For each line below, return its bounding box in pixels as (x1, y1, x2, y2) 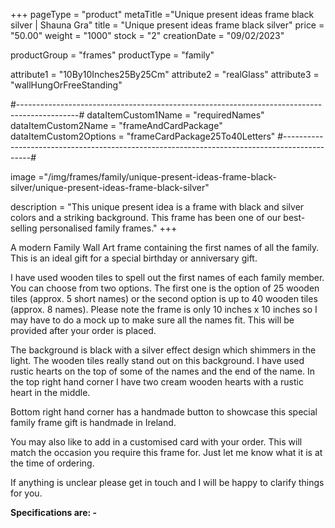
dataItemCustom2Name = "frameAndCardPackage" (10, 120, 223, 131)
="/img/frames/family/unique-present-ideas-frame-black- (38, 171, 277, 183)
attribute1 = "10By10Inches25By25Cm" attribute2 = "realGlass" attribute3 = (10, 69, 320, 80)
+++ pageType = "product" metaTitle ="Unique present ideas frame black (10, 9, 315, 20)
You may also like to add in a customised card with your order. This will (10, 436, 303, 448)
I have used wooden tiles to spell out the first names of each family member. (10, 272, 325, 283)
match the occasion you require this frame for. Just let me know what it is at (10, 447, 323, 458)
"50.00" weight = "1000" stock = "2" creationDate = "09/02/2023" (10, 30, 285, 41)
